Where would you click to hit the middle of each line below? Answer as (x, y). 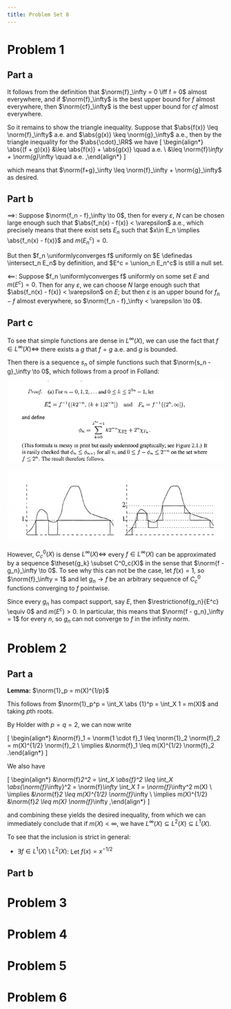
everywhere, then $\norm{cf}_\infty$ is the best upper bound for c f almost (113, 106)
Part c (20, 322)
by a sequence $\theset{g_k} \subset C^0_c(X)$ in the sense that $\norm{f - (116, 563)
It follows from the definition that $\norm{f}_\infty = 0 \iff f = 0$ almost (107, 92)
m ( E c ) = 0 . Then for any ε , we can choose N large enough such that (103, 284)
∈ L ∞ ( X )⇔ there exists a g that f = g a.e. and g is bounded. (92, 348)
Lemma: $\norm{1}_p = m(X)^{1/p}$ (58, 690)
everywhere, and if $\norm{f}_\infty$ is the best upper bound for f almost (111, 99)
